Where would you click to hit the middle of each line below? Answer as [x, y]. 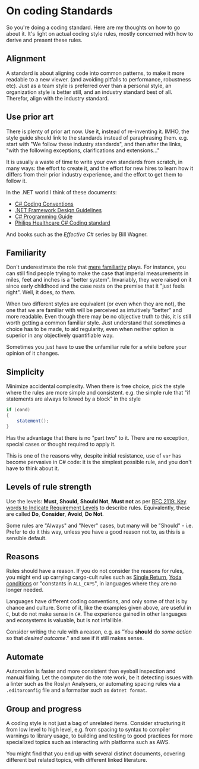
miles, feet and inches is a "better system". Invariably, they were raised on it [99, 280]
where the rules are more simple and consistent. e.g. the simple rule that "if [98, 393]
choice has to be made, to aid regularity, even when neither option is [90, 329]
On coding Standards [59, 11]
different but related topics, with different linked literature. [77, 759]
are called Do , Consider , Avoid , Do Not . [55, 514]
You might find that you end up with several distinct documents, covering [96, 754]
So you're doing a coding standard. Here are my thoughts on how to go [93, 27]
